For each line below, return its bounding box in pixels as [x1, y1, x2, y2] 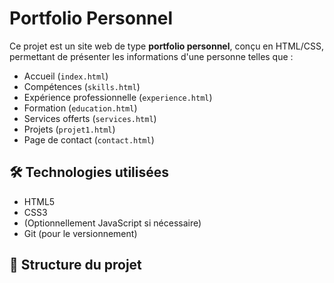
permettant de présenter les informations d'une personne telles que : [9, 50, 294, 62]
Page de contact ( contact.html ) [23, 133, 155, 146]
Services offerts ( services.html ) [23, 112, 157, 124]
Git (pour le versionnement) [23, 227, 138, 239]
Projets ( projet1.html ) [23, 123, 116, 135]
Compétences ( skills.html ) [23, 80, 141, 92]
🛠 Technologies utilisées [9, 164, 170, 181]
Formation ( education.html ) [23, 102, 138, 114]
